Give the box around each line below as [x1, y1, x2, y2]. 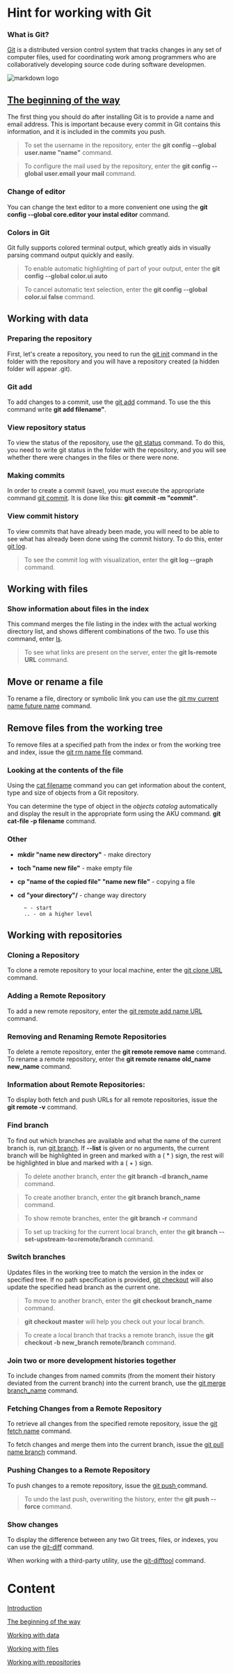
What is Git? [7, 30, 49, 40]
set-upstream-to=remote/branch [24, 1235, 123, 1243]
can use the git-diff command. [7, 1543, 95, 1552]
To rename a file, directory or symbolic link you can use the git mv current [7, 694, 219, 703]
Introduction [7, 1603, 42, 1612]
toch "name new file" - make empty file [17, 864, 133, 872]
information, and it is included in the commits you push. [7, 128, 166, 136]
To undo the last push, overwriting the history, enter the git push [24, 1494, 210, 1503]
